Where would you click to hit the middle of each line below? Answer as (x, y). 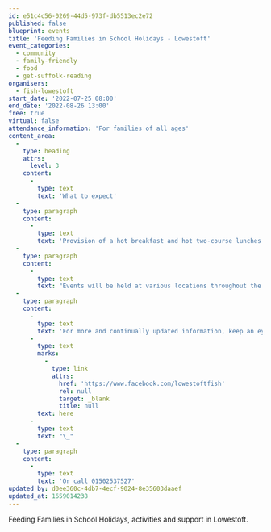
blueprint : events (39, 31)
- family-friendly (47, 61)
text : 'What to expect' (77, 196)
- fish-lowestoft (45, 91)
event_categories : (39, 46)
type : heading (46, 151)
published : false (38, 23)
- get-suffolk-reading (54, 76)
